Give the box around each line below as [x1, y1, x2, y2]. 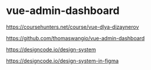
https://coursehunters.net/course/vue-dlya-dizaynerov [6, 23, 139, 30]
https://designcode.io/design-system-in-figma [6, 57, 119, 64]
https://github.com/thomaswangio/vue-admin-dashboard [6, 34, 145, 41]
